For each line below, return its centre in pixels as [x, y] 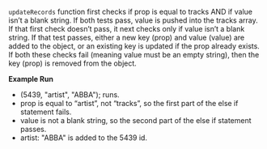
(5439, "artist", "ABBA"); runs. [70, 95]
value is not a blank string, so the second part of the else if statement [136, 120]
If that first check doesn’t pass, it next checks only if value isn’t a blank [127, 29]
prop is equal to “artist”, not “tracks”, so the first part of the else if [129, 103]
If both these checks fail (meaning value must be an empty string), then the [134, 55]
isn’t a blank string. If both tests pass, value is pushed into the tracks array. [133, 20]
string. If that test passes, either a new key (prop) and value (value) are [127, 37]
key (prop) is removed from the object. [73, 63]
